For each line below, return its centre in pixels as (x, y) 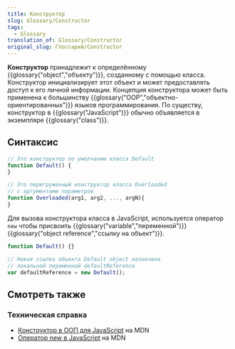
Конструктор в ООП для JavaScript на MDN (83, 331)
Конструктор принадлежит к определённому (77, 67)
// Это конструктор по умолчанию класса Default (81, 159)
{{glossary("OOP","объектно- (135, 97)
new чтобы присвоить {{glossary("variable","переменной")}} (97, 225)
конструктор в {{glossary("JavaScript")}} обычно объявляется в (104, 112)
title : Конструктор (36, 14)
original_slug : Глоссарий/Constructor (65, 47)
